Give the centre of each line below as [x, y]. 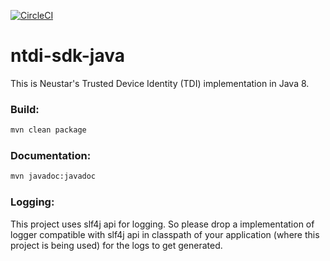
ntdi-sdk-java [67, 56]
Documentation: [51, 156]
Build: [25, 109]
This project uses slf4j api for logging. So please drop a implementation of [162, 224]
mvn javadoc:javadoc [53, 176]
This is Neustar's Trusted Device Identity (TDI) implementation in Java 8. [160, 83]
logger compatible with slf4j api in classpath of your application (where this [165, 234]
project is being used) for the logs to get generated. [116, 245]
